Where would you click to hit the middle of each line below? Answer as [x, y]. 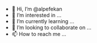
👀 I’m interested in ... [36, 15]
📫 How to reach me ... [39, 34]
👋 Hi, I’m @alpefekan [37, 9]
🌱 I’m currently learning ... [43, 21]
